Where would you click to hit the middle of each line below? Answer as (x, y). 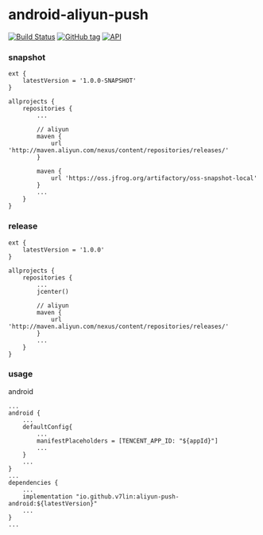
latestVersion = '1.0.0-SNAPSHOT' (79, 81)
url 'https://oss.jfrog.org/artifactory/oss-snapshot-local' (154, 178)
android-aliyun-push (79, 15)
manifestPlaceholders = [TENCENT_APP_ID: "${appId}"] (128, 441)
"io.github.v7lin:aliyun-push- (128, 496)
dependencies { (33, 482)
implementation (48, 496)
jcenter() (53, 291)
